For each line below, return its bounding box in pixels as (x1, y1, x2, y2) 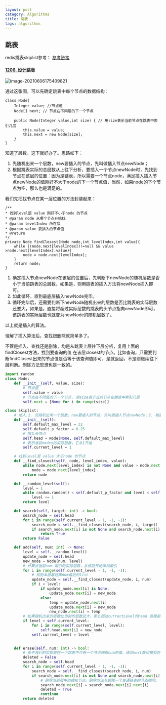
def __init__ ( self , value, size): (14, 381, 85, 386)
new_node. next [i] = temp (49, 609, 100, 614)
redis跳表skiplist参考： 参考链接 (5, 55, 70, 61)
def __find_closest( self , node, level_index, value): (14, 458, 127, 463)
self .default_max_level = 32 (23, 422, 83, 427)
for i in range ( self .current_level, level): (31, 623, 125, 628)
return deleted (23, 696, 54, 702)
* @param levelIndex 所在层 (5, 221, 61, 226)
